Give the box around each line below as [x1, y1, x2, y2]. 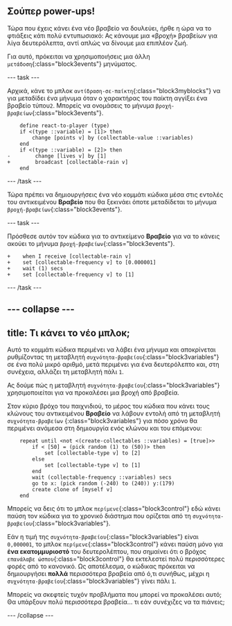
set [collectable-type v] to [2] [44, 450, 141, 457]
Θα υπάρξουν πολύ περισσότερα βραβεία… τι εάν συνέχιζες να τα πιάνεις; [7, 598, 225, 607]
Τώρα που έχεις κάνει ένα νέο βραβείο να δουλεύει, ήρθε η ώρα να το [7, 24, 212, 32]
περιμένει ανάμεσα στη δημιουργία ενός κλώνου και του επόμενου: [7, 424, 202, 433]
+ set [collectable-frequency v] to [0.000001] [7, 258, 157, 266]
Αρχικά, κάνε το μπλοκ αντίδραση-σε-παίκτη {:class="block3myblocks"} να [7, 86, 221, 94]
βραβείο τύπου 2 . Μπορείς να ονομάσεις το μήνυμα [7, 101, 154, 110]
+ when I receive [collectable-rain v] [7, 253, 132, 260]
